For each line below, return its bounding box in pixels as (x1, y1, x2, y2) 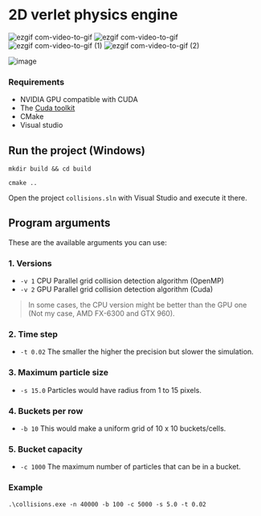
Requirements (8, 76, 65, 88)
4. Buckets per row (8, 405, 84, 416)
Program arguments (8, 216, 111, 230)
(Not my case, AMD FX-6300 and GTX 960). (27, 309, 175, 318)
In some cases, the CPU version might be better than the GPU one (27, 300, 247, 310)
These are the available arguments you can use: (8, 237, 167, 247)
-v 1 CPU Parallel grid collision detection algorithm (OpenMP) (19, 276, 225, 286)
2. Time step (8, 329, 59, 340)
